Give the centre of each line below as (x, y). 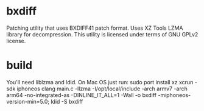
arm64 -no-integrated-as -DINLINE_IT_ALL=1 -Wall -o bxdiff (82, 95)
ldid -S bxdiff (67, 101)
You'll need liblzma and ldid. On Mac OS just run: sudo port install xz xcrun (100, 82)
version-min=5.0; (28, 101)
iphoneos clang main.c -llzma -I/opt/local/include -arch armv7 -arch (102, 89)
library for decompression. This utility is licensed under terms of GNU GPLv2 (102, 34)
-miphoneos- (174, 95)
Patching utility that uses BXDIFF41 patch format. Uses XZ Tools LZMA (95, 28)
